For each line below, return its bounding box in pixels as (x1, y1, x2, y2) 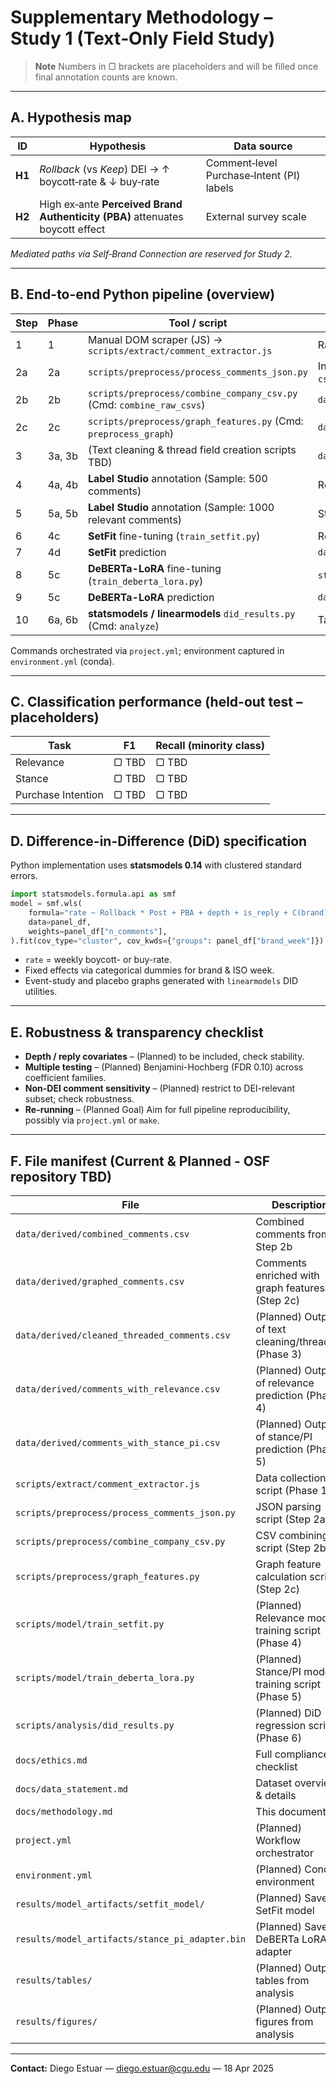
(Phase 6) (255, 1731, 302, 1745)
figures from (255, 2015, 314, 2029)
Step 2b (255, 1240, 293, 1254)
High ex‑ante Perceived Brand (39, 197, 183, 211)
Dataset (255, 1776, 293, 1790)
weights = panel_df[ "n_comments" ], (28, 926, 168, 936)
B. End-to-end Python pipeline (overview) (10, 286, 276, 303)
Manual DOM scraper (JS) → (87, 332, 223, 346)
